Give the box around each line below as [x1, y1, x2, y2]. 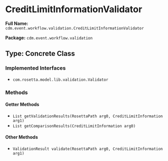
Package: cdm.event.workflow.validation [5, 35, 93, 41]
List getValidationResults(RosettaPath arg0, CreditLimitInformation [12, 113, 163, 119]
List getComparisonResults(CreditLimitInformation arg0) [12, 123, 136, 128]
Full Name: [5, 20, 28, 26]
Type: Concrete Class [5, 49, 75, 58]
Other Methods [5, 134, 38, 140]
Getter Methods [5, 102, 40, 108]
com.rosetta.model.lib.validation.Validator [12, 77, 109, 82]
